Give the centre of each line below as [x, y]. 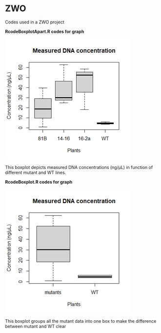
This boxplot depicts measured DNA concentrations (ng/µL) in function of [79, 167]
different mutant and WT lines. [36, 172]
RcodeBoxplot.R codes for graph [39, 182]
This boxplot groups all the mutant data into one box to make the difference [81, 321]
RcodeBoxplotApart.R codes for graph [45, 31]
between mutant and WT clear [36, 326]
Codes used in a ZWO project [35, 22]
